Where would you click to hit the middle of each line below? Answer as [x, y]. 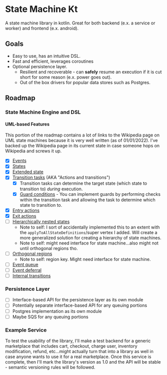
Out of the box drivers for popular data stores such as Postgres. [85, 82]
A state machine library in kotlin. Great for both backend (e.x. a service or [80, 23]
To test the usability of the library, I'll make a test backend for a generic [78, 341]
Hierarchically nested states [41, 221]
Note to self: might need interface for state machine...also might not [89, 243]
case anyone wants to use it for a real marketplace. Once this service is [78, 357]
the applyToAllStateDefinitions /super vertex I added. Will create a [88, 232]
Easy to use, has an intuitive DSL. [46, 56]
